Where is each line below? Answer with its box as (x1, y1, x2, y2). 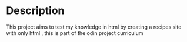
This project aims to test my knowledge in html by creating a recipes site (6, 23, 182, 30)
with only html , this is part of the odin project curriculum (6, 29, 143, 36)
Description (6, 4, 65, 17)
